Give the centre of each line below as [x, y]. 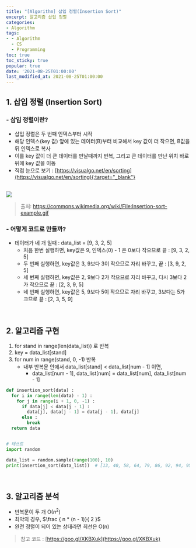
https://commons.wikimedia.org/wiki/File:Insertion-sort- [100, 206]
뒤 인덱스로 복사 [32, 148]
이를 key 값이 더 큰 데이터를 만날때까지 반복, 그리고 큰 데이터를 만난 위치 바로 [102, 156]
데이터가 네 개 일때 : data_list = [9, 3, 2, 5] [63, 243]
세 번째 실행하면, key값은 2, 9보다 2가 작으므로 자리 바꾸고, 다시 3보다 [103, 277]
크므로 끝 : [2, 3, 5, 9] [48, 299]
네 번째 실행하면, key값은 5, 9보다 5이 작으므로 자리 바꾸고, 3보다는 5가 [104, 292]
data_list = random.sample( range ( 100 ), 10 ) [60, 460]
